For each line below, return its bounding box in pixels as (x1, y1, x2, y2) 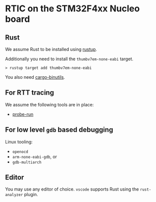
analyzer (5, 193, 23, 198)
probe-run (12, 111, 34, 117)
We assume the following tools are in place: (5, 101, 94, 107)
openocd (12, 149, 28, 154)
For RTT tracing (5, 89, 54, 97)
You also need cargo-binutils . (5, 74, 65, 80)
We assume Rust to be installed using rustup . (5, 47, 98, 52)
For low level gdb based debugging (5, 126, 113, 134)
